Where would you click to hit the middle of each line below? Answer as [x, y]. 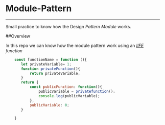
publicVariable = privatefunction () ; [77, 92]
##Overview [18, 36]
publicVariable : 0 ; [49, 105]
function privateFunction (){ [50, 69]
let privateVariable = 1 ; [46, 64]
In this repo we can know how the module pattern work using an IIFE [75, 45]
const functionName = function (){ [51, 60]
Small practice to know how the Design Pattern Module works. [69, 26]
